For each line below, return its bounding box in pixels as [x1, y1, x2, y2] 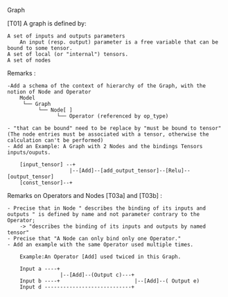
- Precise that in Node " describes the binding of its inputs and [7, 205, 207, 212]
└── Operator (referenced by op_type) [56, 113, 169, 120]
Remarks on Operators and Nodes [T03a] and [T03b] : [7, 192, 163, 199]
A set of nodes [7, 57, 51, 64]
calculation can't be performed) [7, 137, 104, 144]
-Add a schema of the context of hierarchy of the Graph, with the [7, 82, 207, 89]
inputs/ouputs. [7, 149, 51, 156]
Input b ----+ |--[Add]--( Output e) [19, 278, 200, 285]
